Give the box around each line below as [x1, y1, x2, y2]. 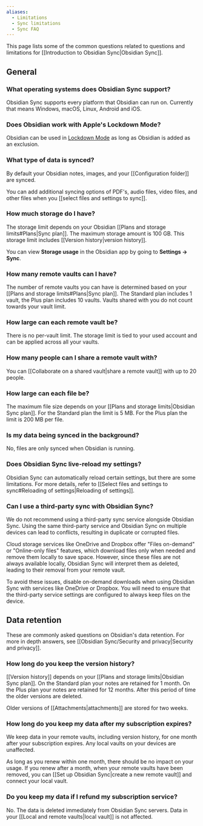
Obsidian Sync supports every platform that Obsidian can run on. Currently [6, 99, 193, 106]
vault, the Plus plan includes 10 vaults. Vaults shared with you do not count [6, 296, 193, 304]
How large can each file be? [6, 389, 90, 397]
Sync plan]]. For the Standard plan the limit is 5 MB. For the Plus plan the [6, 409, 188, 417]
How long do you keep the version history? [6, 659, 135, 668]
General [6, 66, 38, 77]
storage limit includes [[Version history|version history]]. [6, 236, 147, 243]
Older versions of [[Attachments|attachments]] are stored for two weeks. [6, 704, 188, 712]
